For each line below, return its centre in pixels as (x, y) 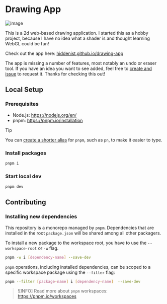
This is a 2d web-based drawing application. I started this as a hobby (77, 33)
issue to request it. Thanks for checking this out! (55, 73)
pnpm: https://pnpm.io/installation (48, 120)
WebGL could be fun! (27, 43)
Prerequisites (22, 104)
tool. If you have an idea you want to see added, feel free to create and (79, 68)
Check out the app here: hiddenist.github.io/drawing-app (64, 53)
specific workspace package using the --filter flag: (60, 272)
